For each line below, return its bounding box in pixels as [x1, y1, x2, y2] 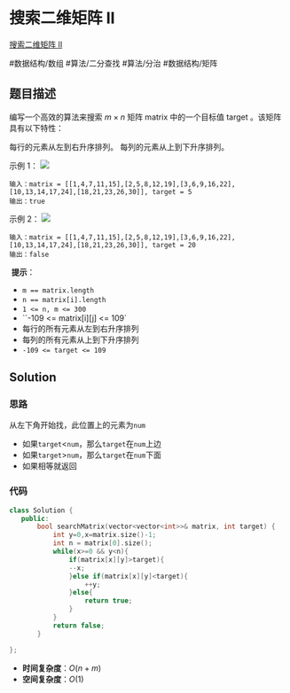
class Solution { [9, 506, 74, 515]
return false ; [52, 621, 105, 630]
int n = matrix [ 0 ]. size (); [52, 539, 153, 548]
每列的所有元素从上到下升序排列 [21, 334, 139, 345]
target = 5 [152, 187, 192, 196]
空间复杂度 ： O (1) [21, 674, 84, 684]
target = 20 [152, 240, 197, 249]
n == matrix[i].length [21, 295, 106, 304]
